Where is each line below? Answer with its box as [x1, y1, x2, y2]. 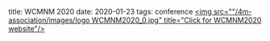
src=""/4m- [213, 7, 252, 16]
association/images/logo [8, 15, 90, 25]
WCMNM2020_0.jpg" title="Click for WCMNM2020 [91, 15, 262, 25]
